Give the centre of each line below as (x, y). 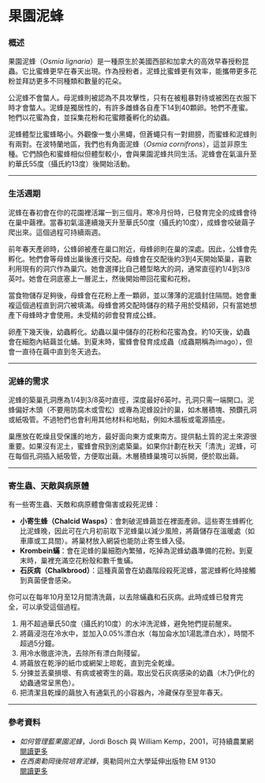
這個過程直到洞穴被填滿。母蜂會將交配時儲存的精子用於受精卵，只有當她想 (136, 305)
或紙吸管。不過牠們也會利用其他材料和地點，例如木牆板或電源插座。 (119, 419)
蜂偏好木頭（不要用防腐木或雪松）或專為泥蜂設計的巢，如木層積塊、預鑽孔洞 (132, 410)
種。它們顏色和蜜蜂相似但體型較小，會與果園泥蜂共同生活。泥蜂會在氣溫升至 (132, 154)
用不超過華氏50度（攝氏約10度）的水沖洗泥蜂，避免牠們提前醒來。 (128, 624)
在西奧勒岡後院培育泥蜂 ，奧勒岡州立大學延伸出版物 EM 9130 (118, 761)
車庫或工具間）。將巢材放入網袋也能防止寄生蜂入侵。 (104, 541)
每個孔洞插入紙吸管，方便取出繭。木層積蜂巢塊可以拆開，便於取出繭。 (129, 456)
